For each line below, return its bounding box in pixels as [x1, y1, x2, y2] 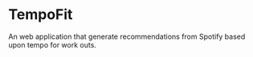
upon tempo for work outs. [8, 40, 96, 49]
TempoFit [8, 6, 73, 24]
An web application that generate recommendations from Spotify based [8, 32, 246, 41]
